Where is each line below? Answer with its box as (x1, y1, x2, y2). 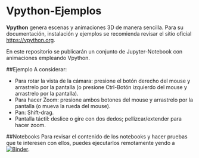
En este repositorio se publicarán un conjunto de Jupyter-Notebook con (6, 48, 183, 55)
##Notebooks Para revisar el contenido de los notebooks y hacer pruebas (6, 132, 188, 140)
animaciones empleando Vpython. (6, 54, 91, 61)
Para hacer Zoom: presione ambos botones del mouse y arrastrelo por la (14, 96, 194, 103)
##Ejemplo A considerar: (6, 65, 67, 72)
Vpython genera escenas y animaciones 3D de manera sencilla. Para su (6, 24, 184, 31)
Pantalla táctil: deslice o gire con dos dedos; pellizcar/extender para (14, 115, 182, 122)
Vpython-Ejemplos (6, 4, 102, 18)
